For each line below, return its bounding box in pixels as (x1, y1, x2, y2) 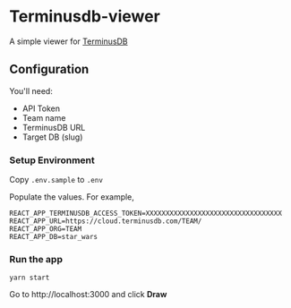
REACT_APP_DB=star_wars (9, 233, 98, 242)
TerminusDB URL (21, 122, 86, 133)
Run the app (9, 252, 63, 265)
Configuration (9, 62, 90, 77)
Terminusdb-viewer (9, 6, 161, 27)
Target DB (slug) (21, 132, 83, 142)
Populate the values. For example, (9, 192, 134, 202)
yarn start (9, 273, 50, 283)
